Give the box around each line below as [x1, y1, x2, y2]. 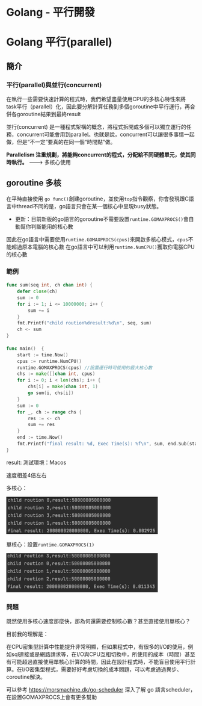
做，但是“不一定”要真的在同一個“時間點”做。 [6, 138, 116, 146]
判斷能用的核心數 [31, 223, 73, 230]
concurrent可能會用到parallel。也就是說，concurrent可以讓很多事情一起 [16, 131, 195, 138]
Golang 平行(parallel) [6, 36, 112, 49]
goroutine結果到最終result [16, 111, 81, 118]
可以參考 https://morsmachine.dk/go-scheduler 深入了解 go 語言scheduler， [6, 686, 196, 693]
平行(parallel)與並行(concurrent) [6, 81, 102, 89]
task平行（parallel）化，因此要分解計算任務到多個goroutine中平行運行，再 [6, 103, 191, 110]
